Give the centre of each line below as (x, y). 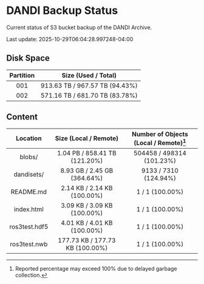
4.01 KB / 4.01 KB (87, 223)
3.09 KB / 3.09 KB (87, 205)
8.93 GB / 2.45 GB (87, 171)
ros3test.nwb (29, 244)
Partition (22, 75)
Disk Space (28, 58)
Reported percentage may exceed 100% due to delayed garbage (96, 268)
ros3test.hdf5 (29, 226)
